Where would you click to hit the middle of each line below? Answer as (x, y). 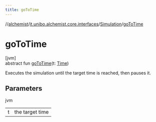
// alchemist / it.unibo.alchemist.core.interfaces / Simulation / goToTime (74, 24)
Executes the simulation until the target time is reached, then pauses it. (78, 73)
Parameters (24, 88)
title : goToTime (22, 10)
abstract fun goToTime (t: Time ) (37, 63)
